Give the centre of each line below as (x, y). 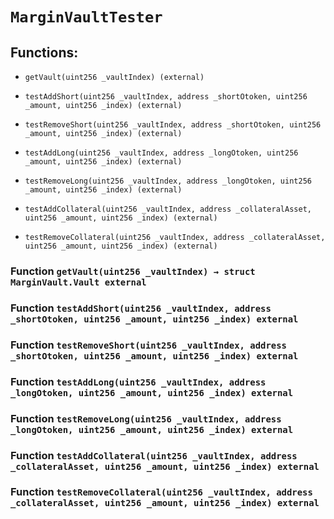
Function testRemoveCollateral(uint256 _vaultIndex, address (161, 492)
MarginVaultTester (86, 17)
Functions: (44, 52)
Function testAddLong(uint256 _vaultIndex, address (138, 381)
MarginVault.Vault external (78, 282)
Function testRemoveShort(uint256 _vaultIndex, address (148, 345)
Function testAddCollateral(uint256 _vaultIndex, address (154, 455)
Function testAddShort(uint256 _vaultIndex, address (141, 308)
